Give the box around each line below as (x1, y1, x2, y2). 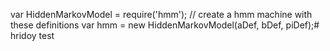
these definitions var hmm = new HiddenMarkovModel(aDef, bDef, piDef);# (10, 19, 320, 31)
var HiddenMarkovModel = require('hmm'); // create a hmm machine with (10, 9, 313, 20)
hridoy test (10, 30, 55, 41)
